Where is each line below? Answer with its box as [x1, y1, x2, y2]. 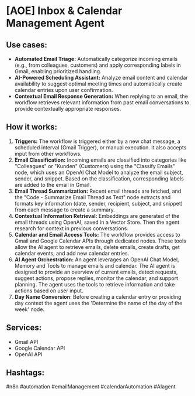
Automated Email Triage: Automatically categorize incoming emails [14, 56, 178, 62]
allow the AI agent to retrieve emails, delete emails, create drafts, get [14, 243, 180, 250]
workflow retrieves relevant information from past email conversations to [14, 99, 190, 106]
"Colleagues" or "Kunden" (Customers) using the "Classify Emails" [14, 162, 175, 169]
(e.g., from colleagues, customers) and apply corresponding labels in [14, 62, 181, 69]
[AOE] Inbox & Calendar [6, 4, 123, 18]
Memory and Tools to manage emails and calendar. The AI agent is [14, 262, 175, 269]
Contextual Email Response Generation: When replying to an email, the [14, 93, 189, 100]
